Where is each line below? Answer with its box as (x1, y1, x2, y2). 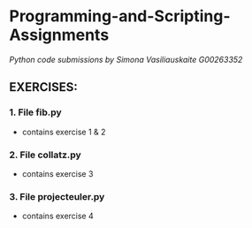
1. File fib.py (9, 106, 62, 118)
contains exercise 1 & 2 (21, 126, 106, 137)
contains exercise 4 (21, 210, 95, 222)
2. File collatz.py (9, 148, 81, 161)
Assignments (9, 25, 110, 45)
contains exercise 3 (21, 168, 94, 179)
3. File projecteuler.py (9, 190, 105, 202)
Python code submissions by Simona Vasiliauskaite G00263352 (9, 54, 243, 65)
